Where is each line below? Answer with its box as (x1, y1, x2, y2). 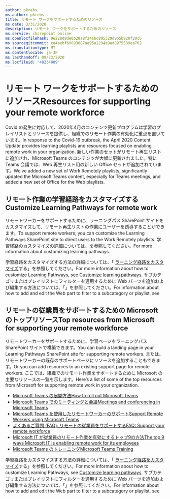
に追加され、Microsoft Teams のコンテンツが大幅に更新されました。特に (5, 155, 157, 161)
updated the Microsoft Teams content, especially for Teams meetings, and (5, 173, 161, 180)
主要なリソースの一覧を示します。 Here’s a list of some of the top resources (5, 376, 162, 382)
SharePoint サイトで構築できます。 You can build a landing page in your (5, 344, 154, 350)
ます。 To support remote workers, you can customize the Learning (5, 230, 145, 236)
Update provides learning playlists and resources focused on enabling (5, 143, 152, 149)
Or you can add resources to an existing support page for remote (13, 363, 150, 369)
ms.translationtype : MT (5, 45, 56, 50)
